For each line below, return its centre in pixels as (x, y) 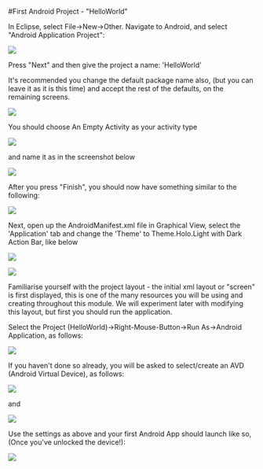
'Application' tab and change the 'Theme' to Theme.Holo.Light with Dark (125, 234)
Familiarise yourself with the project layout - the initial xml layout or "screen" (131, 287)
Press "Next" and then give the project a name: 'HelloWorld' (105, 65)
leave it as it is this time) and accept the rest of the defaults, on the (116, 89)
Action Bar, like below (43, 242)
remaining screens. (39, 97)
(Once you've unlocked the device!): (67, 442)
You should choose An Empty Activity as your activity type (103, 127)
